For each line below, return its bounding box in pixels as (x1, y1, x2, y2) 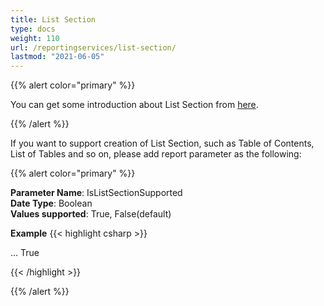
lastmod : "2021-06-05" (10, 52, 105, 62)
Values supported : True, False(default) (10, 208, 172, 220)
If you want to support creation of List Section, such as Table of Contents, (10, 137, 315, 150)
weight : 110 (10, 33, 60, 43)
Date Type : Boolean (10, 197, 93, 210)
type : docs (10, 24, 56, 34)
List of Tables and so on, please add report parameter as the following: (10, 148, 302, 160)
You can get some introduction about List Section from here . (10, 99, 259, 111)
